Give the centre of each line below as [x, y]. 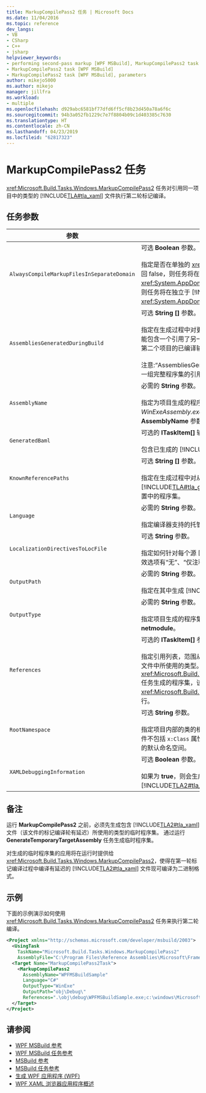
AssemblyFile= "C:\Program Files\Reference [72, 957]
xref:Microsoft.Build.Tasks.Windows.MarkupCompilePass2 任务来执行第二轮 [103, 921]
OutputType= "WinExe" [49, 986]
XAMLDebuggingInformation [47, 772]
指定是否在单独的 [166, 265]
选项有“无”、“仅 [170, 562]
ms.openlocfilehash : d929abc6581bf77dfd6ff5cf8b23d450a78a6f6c [89, 109]
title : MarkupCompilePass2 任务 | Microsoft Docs [70, 12]
